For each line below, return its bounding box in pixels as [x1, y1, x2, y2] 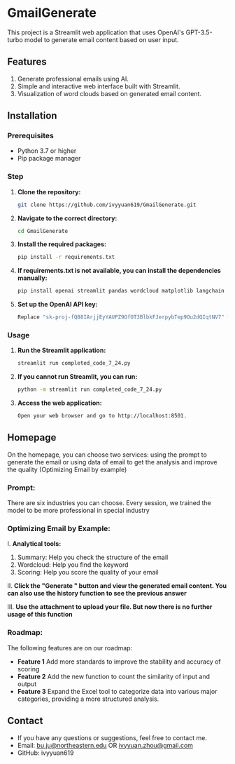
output [17, 679, 37, 688]
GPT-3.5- [185, 28, 213, 36]
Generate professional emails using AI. [17, 74, 129, 83]
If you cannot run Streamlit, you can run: [17, 373, 138, 381]
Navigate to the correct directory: [17, 214, 117, 222]
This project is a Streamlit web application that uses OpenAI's [7, 28, 185, 36]
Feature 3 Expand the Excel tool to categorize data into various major [17, 687, 218, 695]
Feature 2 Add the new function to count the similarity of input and [17, 672, 210, 681]
